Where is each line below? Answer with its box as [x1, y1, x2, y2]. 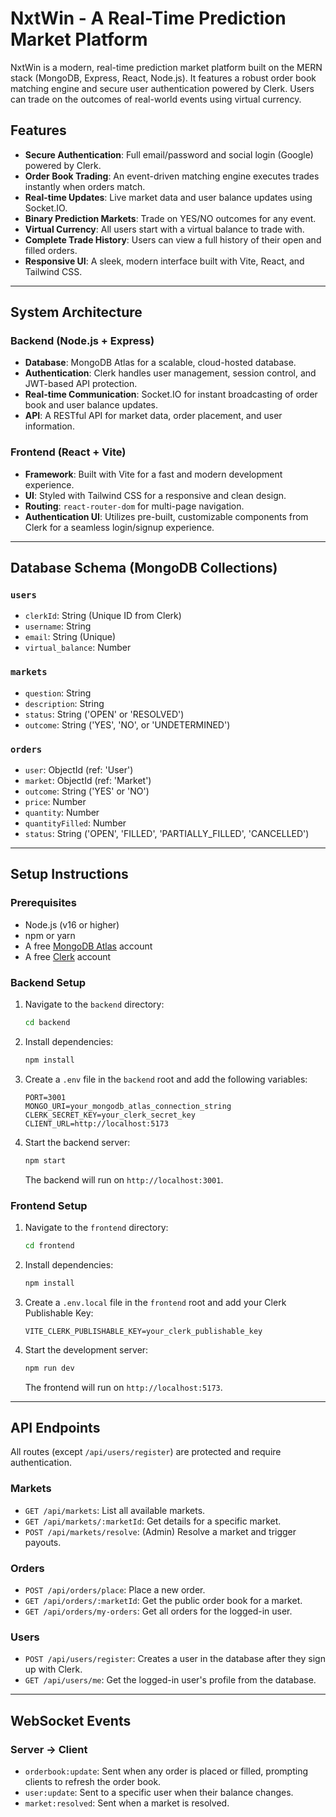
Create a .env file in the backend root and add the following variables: [24, 1073, 308, 1085]
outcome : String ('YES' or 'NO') [24, 785, 150, 797]
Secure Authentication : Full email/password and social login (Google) [24, 148, 314, 161]
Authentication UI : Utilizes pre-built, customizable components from [24, 510, 309, 522]
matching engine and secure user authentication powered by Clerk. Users [10, 82, 315, 94]
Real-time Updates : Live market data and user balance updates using [24, 191, 313, 203]
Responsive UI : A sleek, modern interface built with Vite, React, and [24, 255, 305, 267]
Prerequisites [10, 896, 77, 910]
